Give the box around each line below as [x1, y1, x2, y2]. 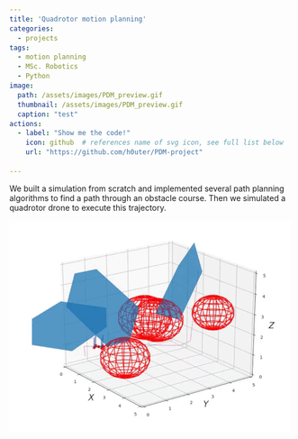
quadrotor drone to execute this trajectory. [9, 202, 167, 213]
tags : [9, 43, 30, 52]
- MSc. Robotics [17, 62, 78, 71]
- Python [17, 72, 50, 81]
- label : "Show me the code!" [17, 129, 131, 138]
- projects [17, 33, 59, 42]
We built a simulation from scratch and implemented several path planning [9, 183, 285, 194]
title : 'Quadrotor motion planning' [9, 14, 147, 23]
